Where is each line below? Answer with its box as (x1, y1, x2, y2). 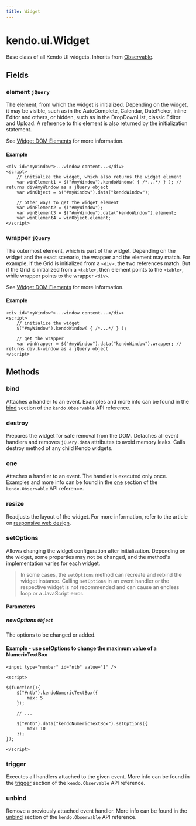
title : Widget (6, 8, 41, 15)
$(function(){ (6, 685, 41, 690)
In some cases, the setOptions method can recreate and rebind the (20, 571, 183, 578)
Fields (6, 70, 29, 80)
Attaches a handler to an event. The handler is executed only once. (6, 473, 168, 480)
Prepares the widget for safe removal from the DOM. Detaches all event (6, 432, 178, 439)
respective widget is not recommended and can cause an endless (20, 583, 180, 590)
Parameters (6, 603, 35, 610)
